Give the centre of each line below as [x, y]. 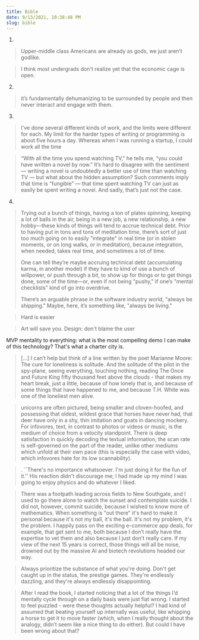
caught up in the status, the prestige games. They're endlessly [97, 575]
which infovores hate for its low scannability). [76, 458]
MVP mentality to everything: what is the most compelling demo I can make [99, 341]
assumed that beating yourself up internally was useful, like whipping [105, 612]
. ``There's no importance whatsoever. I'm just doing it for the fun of [104, 470]
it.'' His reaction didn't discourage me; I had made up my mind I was [104, 476]
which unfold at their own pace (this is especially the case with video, [106, 452]
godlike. [30, 58]
